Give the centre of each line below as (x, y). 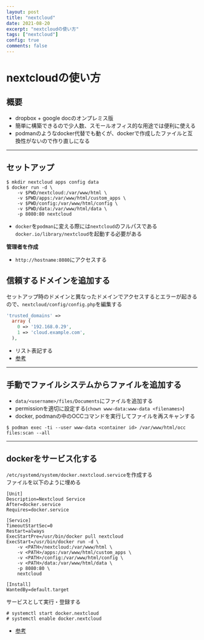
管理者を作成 (22, 247)
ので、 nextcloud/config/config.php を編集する (64, 304)
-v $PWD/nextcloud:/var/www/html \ (62, 192)
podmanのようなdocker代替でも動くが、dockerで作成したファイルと (101, 133)
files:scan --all (28, 433)
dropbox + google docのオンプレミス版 (64, 118)
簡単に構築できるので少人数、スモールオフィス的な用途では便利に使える (105, 125)
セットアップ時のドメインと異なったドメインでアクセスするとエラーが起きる (102, 297)
